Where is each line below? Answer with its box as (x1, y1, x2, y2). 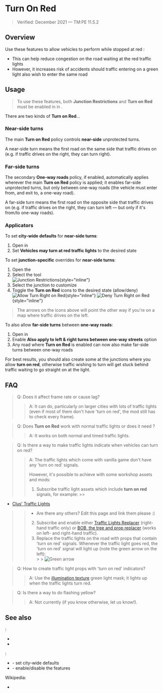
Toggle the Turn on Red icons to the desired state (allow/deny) (12, 287, 138, 293)
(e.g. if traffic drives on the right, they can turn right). (5, 151, 111, 157)
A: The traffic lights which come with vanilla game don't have (29, 457, 152, 463)
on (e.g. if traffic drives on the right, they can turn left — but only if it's (5, 205, 146, 211)
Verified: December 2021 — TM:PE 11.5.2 (17, 19, 99, 25)
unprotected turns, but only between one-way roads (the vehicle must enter (5, 185, 158, 191)
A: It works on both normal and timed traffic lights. (29, 433, 130, 439)
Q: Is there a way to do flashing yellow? (17, 590, 96, 596)
